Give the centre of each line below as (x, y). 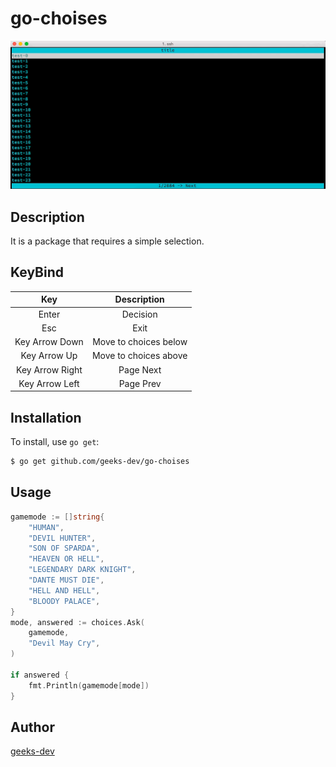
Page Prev (140, 383)
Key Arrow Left (49, 383)
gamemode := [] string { (57, 517)
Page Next (140, 369)
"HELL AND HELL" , (64, 590)
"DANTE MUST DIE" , (66, 580)
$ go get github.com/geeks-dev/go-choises (100, 462)
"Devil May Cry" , (64, 643)
